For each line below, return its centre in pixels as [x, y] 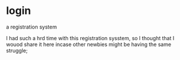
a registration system [32, 27]
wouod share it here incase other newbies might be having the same [89, 44]
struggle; [17, 50]
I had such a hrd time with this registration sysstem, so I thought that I [90, 38]
